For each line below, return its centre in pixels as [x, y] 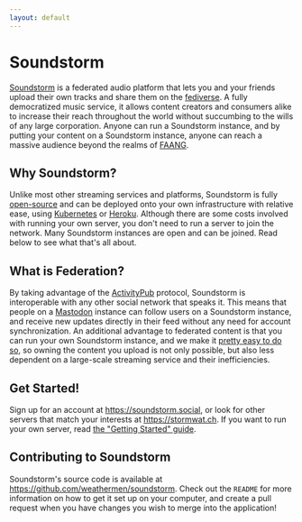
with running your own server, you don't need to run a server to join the [142, 224]
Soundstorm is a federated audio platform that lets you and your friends [142, 87]
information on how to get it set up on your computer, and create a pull [141, 498]
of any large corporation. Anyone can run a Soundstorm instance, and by [145, 125]
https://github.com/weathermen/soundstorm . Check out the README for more [151, 489]
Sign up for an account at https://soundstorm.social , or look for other [137, 410]
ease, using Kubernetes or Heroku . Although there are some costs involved [149, 214]
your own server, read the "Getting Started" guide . [103, 429]
